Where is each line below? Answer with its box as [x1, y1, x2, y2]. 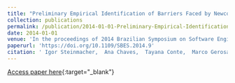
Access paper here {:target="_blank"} [7, 67, 115, 76]
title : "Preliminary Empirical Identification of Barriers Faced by [7, 10, 211, 17]
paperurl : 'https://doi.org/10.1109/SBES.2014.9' [7, 42, 155, 49]
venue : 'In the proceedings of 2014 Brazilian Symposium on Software [7, 36, 215, 43]
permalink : [7, 23, 39, 30]
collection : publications [7, 17, 83, 24]
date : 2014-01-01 [7, 29, 58, 37]
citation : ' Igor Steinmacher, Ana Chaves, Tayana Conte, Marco [7, 49, 208, 56]
